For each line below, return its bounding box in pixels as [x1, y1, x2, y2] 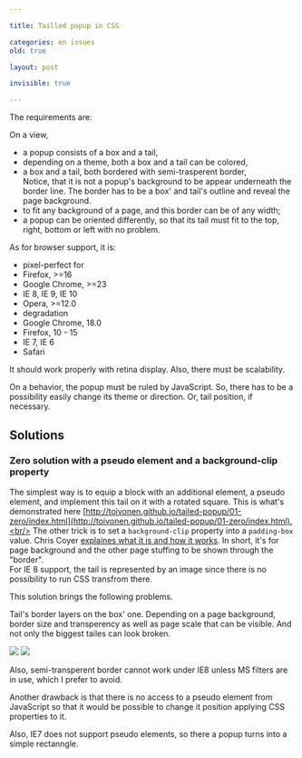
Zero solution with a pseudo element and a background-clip [9, 454, 278, 467]
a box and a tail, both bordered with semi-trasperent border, [22, 166, 248, 177]
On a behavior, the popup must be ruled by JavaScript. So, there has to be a [9, 382, 294, 393]
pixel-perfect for [22, 260, 84, 271]
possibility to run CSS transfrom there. [9, 573, 152, 584]
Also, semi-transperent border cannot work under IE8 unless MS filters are [9, 664, 288, 675]
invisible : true [9, 79, 71, 88]
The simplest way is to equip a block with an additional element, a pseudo [9, 486, 286, 497]
